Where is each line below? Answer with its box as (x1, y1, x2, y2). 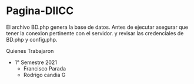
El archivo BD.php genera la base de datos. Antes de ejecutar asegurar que (6, 23, 188, 31)
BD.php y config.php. (6, 36, 58, 43)
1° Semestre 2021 (14, 59, 58, 66)
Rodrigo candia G (23, 71, 66, 78)
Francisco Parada (23, 65, 66, 72)
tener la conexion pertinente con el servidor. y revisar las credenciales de (6, 29, 184, 36)
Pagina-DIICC (6, 4, 74, 18)
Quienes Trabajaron (6, 47, 54, 54)
